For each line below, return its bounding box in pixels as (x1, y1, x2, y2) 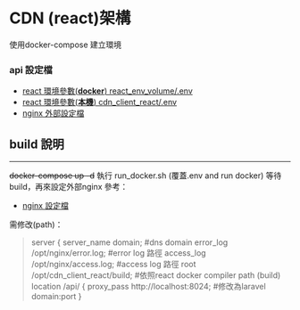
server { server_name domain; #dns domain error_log (30, 237, 229, 248)
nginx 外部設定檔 (21, 108, 85, 118)
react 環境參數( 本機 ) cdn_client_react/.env (21, 97, 177, 108)
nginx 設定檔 (21, 200, 69, 211)
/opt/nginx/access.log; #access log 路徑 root (30, 259, 196, 270)
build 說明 (9, 136, 64, 151)
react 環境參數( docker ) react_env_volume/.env (21, 86, 194, 96)
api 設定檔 (9, 63, 54, 76)
